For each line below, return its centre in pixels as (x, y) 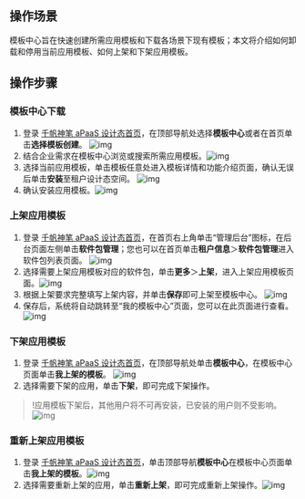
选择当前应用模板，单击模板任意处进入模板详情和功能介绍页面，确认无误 (158, 167)
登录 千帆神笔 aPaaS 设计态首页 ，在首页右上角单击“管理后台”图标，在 (153, 237)
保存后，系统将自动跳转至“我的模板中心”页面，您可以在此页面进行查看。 (158, 306)
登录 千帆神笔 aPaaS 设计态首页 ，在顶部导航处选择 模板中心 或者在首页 (153, 133)
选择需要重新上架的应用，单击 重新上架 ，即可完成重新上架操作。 (142, 485)
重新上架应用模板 (47, 441)
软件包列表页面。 (55, 260)
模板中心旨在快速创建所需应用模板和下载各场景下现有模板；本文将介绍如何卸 (153, 40)
